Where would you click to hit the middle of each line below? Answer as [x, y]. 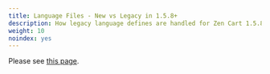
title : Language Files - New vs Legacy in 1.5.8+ [93, 16]
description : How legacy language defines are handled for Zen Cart [125, 23]
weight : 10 [27, 31]
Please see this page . [44, 61]
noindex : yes [30, 38]
